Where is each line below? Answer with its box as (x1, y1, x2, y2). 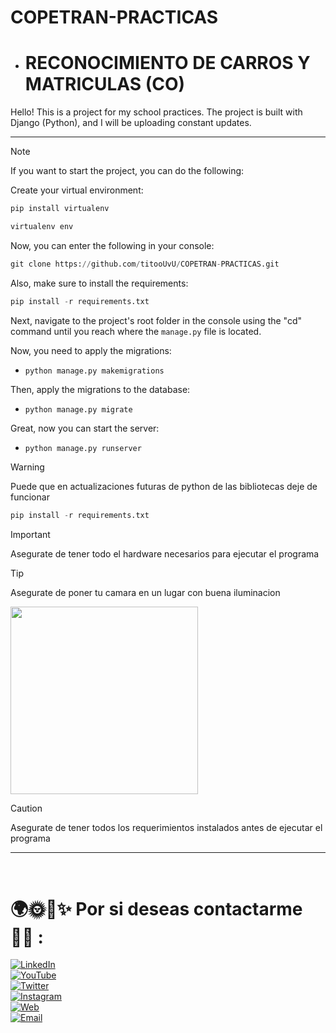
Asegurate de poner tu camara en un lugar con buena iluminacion (10, 586, 281, 598)
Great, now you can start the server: (10, 422, 160, 434)
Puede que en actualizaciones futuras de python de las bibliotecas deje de (10, 480, 318, 492)
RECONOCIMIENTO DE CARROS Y (24, 52, 311, 75)
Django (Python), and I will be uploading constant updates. (10, 117, 252, 129)
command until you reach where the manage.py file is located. (10, 325, 262, 337)
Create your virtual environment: (10, 184, 144, 196)
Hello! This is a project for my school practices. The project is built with (10, 106, 303, 118)
